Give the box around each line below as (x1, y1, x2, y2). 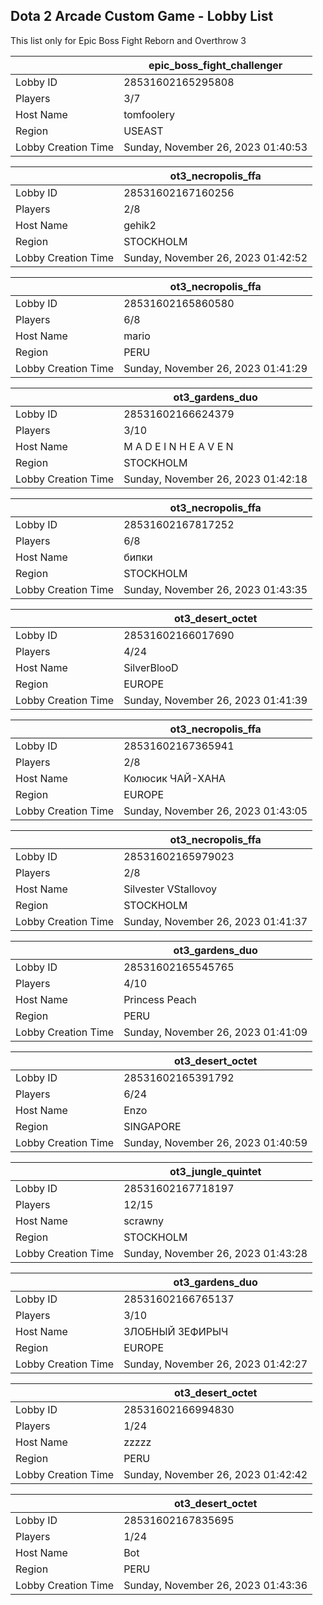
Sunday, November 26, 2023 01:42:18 (123, 472, 308, 486)
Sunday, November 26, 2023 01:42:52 (123, 250, 308, 264)
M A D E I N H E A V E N (123, 439, 234, 453)
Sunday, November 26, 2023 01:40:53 (123, 140, 308, 154)
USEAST (123, 124, 164, 138)
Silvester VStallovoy (123, 882, 217, 896)
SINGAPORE (123, 1119, 182, 1133)
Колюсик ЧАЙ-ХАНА (123, 771, 227, 785)
